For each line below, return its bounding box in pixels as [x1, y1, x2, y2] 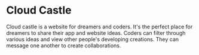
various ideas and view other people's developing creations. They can [6, 35, 179, 43]
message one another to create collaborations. [6, 42, 121, 49]
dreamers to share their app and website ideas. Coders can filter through [6, 29, 186, 36]
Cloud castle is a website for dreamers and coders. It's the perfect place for [6, 23, 193, 30]
